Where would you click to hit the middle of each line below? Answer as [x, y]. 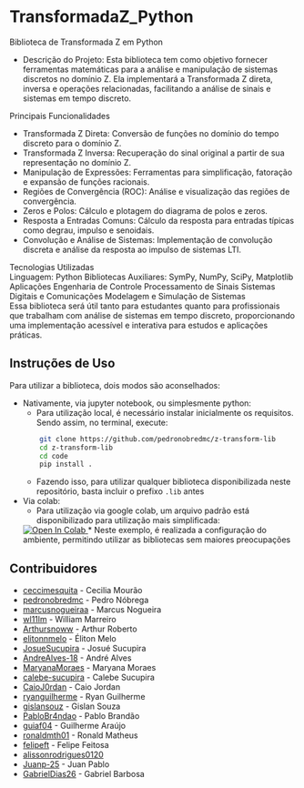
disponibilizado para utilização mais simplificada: [128, 520]
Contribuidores [53, 568]
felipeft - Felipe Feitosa [66, 745]
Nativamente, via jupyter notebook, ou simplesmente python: [137, 403]
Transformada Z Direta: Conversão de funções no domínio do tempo [151, 133]
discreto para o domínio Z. [72, 143]
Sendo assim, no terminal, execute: [102, 422]
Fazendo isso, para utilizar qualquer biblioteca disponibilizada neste [163, 482]
